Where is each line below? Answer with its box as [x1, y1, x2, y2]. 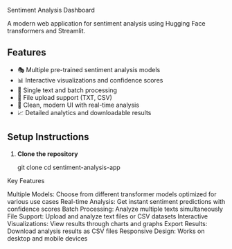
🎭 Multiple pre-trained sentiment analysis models [17, 65, 161, 74]
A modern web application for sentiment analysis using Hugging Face [7, 19, 206, 27]
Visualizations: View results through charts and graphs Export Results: [7, 219, 208, 227]
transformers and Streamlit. [7, 27, 86, 35]
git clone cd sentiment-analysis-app [17, 163, 121, 171]
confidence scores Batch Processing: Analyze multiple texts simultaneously [7, 205, 224, 213]
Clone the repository [17, 149, 78, 158]
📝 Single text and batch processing [17, 86, 118, 94]
